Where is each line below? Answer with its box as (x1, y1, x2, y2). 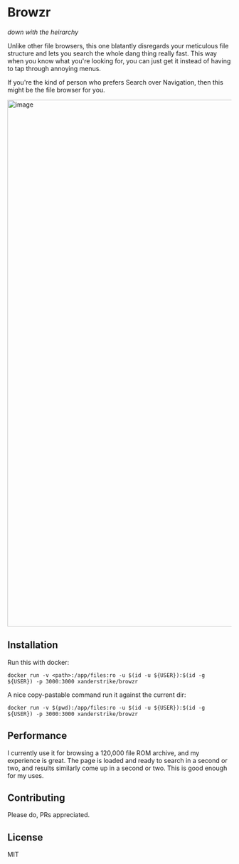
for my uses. (7, 771, 44, 779)
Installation (7, 639, 58, 651)
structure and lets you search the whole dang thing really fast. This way (7, 49, 217, 58)
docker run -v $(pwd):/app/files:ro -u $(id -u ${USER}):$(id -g (7, 704, 205, 711)
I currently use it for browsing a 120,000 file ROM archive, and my (7, 748, 200, 757)
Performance (7, 730, 68, 742)
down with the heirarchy (7, 28, 79, 36)
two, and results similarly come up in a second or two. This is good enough (7, 764, 228, 772)
